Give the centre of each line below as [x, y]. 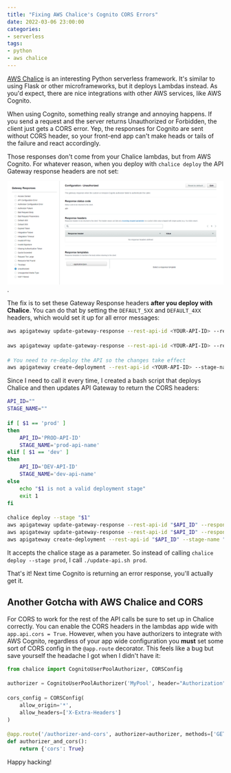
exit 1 [29, 496]
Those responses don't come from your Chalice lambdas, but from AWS [109, 156]
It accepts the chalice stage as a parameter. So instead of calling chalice [110, 553]
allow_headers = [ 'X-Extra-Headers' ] [70, 712]
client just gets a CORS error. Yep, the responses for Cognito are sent [106, 128]
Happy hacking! [30, 762]
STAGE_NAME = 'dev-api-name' [58, 474]
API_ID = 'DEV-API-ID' [49, 467]
